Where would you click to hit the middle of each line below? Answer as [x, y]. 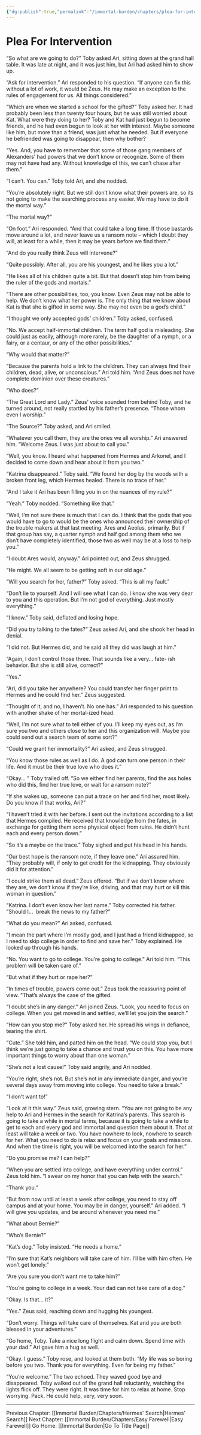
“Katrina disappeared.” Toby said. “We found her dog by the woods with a [97, 473]
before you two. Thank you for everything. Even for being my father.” [91, 1365]
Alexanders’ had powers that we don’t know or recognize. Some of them [95, 156]
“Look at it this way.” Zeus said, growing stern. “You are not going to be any [99, 1108]
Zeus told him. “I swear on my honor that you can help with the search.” [94, 1176]
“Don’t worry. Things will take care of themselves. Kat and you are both [94, 1322]
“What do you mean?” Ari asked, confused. [59, 923]
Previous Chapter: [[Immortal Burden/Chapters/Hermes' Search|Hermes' [96, 1413]
